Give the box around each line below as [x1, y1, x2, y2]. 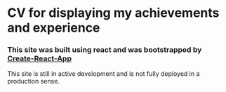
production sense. [7, 77, 60, 86]
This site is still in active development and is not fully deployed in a [7, 70, 200, 78]
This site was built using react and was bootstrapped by [7, 45, 202, 55]
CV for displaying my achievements [7, 5, 220, 21]
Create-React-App [7, 54, 72, 64]
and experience [7, 20, 100, 36]
